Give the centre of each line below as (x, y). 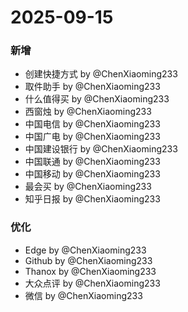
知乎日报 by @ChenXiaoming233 (92, 199)
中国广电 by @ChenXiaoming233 (92, 137)
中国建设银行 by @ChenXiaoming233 (101, 149)
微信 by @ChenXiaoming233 (83, 295)
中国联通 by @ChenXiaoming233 (92, 162)
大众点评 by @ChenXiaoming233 (92, 283)
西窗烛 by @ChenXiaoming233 (88, 112)
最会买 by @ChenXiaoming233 (88, 187)
